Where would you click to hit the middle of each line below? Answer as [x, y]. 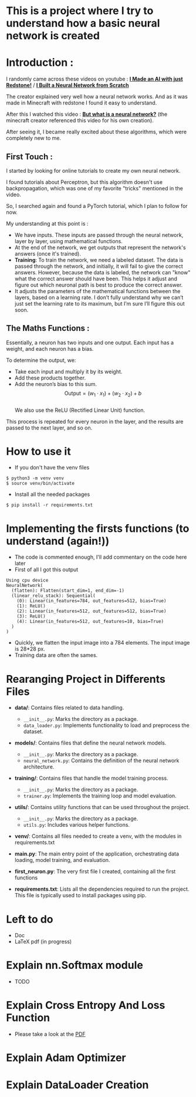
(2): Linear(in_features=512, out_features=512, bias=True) [92, 611]
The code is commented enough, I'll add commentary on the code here [101, 557]
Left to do [30, 919]
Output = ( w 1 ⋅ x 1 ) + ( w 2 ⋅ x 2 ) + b [103, 394]
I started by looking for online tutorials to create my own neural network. [93, 170]
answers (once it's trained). [48, 253]
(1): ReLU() [31, 606]
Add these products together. [50, 378]
